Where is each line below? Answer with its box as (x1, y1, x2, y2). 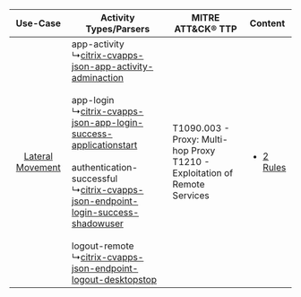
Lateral (23, 150, 54, 162)
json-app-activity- (71, 60, 154, 73)
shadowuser (71, 217, 124, 230)
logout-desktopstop (71, 274, 157, 285)
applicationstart (71, 139, 138, 151)
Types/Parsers (85, 22, 150, 35)
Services (172, 189, 211, 201)
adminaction (71, 72, 124, 83)
